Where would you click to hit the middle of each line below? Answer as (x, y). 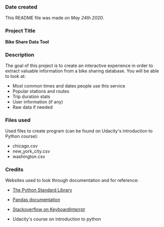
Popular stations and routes (41, 91)
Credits (14, 169)
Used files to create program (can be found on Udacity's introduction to (79, 131)
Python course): (22, 136)
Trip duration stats (31, 96)
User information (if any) (38, 101)
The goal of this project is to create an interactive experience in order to (79, 65)
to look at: (15, 76)
